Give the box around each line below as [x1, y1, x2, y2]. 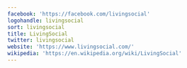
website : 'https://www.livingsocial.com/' [7, 43, 135, 50]
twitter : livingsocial [7, 37, 74, 44]
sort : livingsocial [7, 23, 65, 30]
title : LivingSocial [7, 30, 69, 38]
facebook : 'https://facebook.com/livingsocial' [7, 10, 151, 18]
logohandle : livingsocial [7, 17, 84, 24]
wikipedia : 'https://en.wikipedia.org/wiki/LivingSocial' [7, 50, 182, 57]
